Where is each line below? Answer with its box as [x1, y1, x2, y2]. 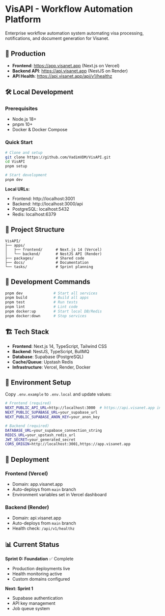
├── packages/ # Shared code [5, 255, 84, 261]
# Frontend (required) [5, 401, 52, 406]
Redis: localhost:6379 [12, 211, 56, 217]
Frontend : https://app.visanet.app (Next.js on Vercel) [12, 62, 120, 68]
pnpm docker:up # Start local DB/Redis [5, 309, 102, 314]
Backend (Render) [5, 504, 49, 510]
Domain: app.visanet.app [12, 481, 63, 487]
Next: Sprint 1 [5, 586, 33, 591]
